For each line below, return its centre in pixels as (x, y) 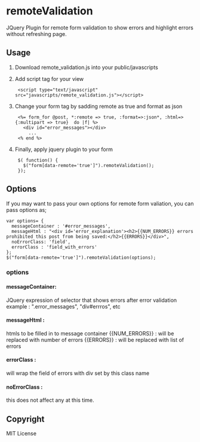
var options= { (25, 221)
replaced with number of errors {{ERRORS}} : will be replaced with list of (95, 340)
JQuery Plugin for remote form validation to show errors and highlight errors (100, 28)
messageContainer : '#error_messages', (61, 226)
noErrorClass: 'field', (41, 242)
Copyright (25, 419)
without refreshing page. (36, 34)
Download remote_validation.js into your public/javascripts (86, 67)
